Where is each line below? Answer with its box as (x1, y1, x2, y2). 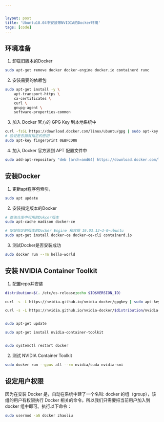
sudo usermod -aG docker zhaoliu (5, 413, 73, 418)
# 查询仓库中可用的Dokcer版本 (5, 215, 60, 220)
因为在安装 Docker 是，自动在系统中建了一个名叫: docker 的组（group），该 (5, 391, 156, 397)
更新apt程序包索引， (12, 186, 53, 192)
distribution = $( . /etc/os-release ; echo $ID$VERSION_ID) (5, 290, 121, 295)
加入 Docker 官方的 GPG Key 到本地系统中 (12, 119, 97, 125)
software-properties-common (14, 110, 71, 115)
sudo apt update (5, 196, 38, 200)
